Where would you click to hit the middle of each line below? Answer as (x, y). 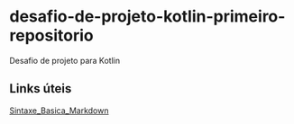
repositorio (51, 35)
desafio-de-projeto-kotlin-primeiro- (147, 17)
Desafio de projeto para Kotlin (64, 60)
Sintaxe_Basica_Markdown (59, 111)
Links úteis (41, 89)
